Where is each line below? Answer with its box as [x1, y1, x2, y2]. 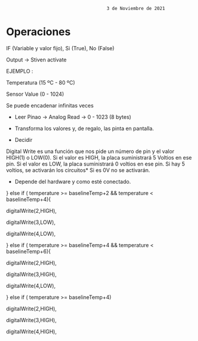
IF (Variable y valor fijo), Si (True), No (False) [6, 44, 115, 51]
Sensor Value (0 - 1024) [6, 90, 64, 98]
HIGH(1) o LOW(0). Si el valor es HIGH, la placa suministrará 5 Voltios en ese [6, 154, 192, 161]
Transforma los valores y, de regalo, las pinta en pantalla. [14, 125, 154, 132]
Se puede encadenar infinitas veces [6, 102, 94, 109]
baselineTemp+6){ [6, 248, 51, 255]
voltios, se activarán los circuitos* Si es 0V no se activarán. [6, 166, 151, 174]
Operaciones [6, 25, 71, 38]
